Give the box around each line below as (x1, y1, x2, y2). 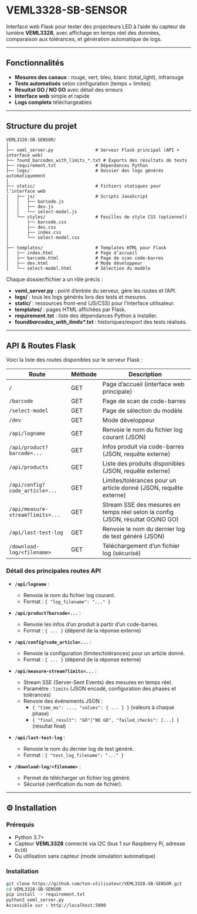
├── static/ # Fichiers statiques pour (6, 183, 161, 189)
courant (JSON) (102, 433, 147, 441)
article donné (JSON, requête (102, 484, 184, 492)
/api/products (9, 464, 49, 471)
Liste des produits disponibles (102, 460, 185, 468)
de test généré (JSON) (102, 533, 165, 541)
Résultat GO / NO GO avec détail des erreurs (14, 86, 123, 93)
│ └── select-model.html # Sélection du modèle (6, 265, 151, 271)
